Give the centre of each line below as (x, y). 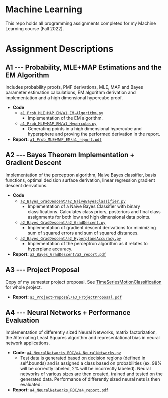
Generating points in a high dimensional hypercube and (85, 128)
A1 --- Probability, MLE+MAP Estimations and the (83, 67)
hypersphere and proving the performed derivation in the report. (94, 134)
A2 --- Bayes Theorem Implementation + (70, 155)
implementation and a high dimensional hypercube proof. (64, 97)
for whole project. (24, 287)
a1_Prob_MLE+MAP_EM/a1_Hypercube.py (58, 124)
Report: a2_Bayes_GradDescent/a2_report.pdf (59, 254)
